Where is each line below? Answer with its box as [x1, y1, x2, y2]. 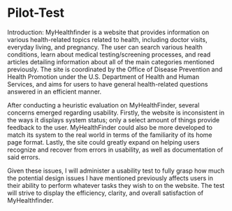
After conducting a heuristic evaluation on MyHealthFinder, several [7, 101, 200, 109]
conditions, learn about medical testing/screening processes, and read [7, 50, 211, 59]
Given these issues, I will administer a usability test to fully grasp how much [7, 166, 225, 175]
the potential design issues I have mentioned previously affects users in [7, 173, 213, 182]
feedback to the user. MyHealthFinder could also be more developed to [7, 123, 213, 131]
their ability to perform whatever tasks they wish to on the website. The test [7, 181, 225, 189]
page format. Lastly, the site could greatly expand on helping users [7, 138, 201, 146]
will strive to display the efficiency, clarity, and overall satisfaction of [7, 189, 204, 197]
